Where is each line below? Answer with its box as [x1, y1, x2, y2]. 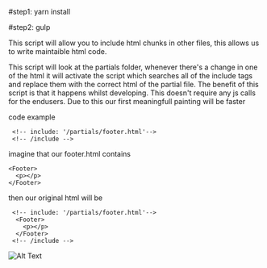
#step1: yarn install [8, 7, 71, 16]
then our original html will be [8, 193, 103, 203]
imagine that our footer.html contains [8, 149, 131, 158]
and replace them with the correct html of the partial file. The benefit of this [8, 80, 260, 89]
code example [8, 112, 56, 122]
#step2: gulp [8, 23, 51, 31]
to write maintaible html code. [8, 47, 107, 56]
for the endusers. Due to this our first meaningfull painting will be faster [8, 97, 246, 106]
